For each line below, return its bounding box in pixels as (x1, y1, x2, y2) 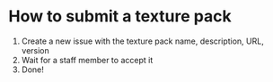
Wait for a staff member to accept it (21, 54, 154, 65)
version (21, 45, 50, 55)
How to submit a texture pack (8, 6, 232, 27)
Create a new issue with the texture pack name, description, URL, (21, 36, 264, 46)
